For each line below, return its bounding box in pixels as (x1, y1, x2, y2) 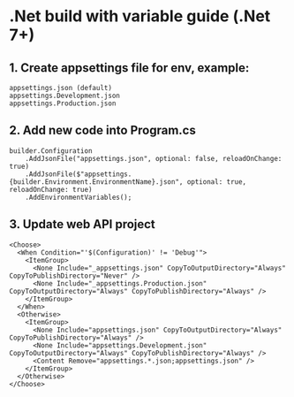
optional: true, (186, 177, 247, 187)
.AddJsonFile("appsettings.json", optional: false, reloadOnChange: (25, 154, 283, 163)
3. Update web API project (9, 217, 156, 232)
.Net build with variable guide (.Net (9, 6, 271, 27)
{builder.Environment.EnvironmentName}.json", (9, 177, 184, 187)
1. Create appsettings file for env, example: (9, 60, 250, 75)
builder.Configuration (9, 146, 93, 156)
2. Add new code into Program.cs (9, 123, 196, 138)
